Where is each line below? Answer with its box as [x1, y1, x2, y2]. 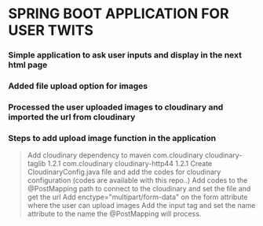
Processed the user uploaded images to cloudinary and [8, 102, 224, 113]
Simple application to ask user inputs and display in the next [8, 50, 242, 61]
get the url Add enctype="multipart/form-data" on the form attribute [27, 192, 248, 202]
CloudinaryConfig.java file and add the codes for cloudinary [27, 167, 221, 177]
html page [8, 60, 48, 71]
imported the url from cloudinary [8, 111, 136, 122]
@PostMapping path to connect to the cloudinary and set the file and [27, 184, 251, 194]
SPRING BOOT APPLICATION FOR [8, 5, 229, 23]
